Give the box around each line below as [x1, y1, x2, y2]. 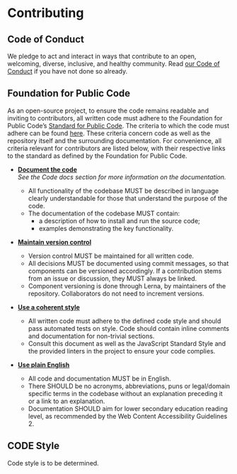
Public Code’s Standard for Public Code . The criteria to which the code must [7, 121, 230, 130]
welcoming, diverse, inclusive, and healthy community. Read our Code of [7, 60, 221, 68]
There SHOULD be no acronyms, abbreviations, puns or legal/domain [28, 381, 231, 390]
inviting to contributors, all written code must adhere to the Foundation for [7, 113, 223, 122]
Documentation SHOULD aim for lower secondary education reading [28, 404, 229, 412]
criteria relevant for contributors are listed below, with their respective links [7, 144, 226, 152]
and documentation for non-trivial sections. [28, 332, 155, 340]
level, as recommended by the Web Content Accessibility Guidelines [28, 412, 228, 420]
